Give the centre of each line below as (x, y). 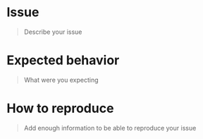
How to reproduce (60, 108)
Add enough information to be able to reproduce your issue (110, 128)
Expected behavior (63, 60)
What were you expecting (61, 80)
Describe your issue (53, 32)
